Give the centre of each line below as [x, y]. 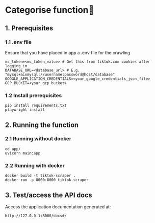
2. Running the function [42, 125]
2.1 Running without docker [38, 139]
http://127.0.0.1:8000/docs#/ [36, 216]
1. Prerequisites [29, 28]
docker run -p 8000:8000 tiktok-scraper [47, 180]
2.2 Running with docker [35, 165]
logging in [16, 66]
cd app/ [13, 149]
